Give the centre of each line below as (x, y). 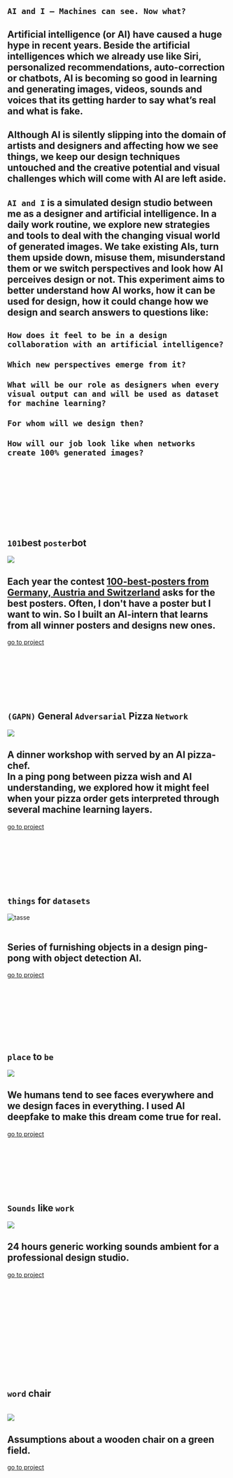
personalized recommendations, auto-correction (116, 67)
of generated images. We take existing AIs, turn (113, 247)
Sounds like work (41, 1208)
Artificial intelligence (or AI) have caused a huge (115, 34)
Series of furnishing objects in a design (94, 947)
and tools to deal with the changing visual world (114, 235)
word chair (29, 1393)
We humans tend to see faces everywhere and (111, 1095)
